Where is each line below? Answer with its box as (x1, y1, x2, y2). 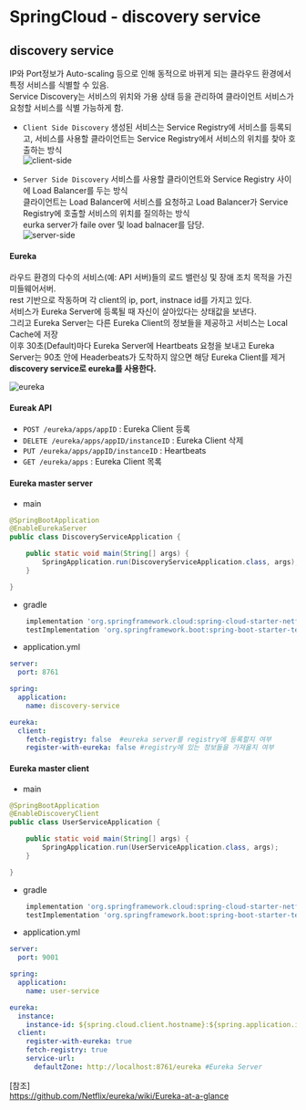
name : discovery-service (25, 701, 120, 710)
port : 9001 (17, 953, 59, 962)
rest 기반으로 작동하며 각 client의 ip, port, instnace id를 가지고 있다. (9, 295, 252, 306)
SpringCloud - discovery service (9, 6, 261, 27)
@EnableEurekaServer (9, 524, 88, 533)
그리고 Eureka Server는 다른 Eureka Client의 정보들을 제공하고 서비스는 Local (9, 318, 289, 329)
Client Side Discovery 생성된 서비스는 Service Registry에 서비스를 (22, 121, 268, 132)
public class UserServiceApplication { (9, 818, 161, 827)
